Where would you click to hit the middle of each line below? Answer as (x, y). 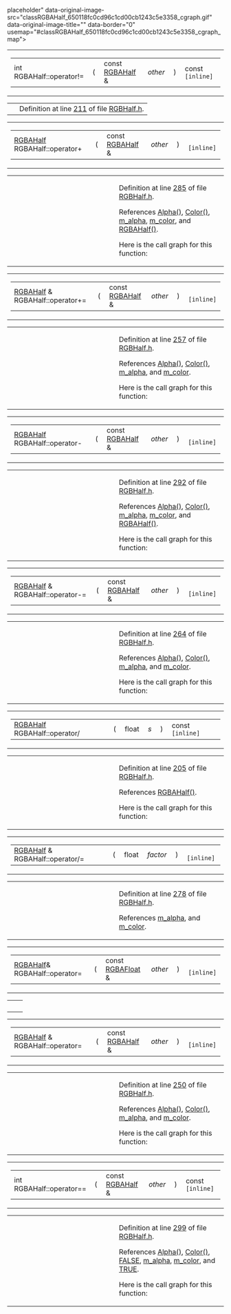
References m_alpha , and (160, 918)
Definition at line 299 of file (163, 1228)
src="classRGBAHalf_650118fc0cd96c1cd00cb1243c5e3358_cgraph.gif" (110, 17)
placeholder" (25, 10)
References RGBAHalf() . (158, 792)
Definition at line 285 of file (163, 188)
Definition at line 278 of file (163, 894)
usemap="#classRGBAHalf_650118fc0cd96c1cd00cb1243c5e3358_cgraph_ (114, 32)
